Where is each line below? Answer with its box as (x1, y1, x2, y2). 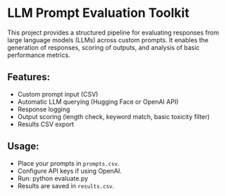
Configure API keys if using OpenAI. (17, 166, 122, 175)
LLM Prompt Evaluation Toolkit (7, 5, 190, 21)
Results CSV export (17, 120, 75, 128)
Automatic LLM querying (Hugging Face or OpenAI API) (17, 97, 179, 106)
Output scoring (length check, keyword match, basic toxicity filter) (17, 112, 210, 121)
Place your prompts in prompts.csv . (17, 159, 120, 167)
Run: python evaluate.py (17, 174, 89, 183)
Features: (7, 71, 51, 83)
